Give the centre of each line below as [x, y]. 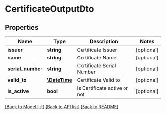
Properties [22, 28]
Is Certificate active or [103, 88]
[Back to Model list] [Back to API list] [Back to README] [62, 107]
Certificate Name [97, 58]
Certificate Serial [96, 66]
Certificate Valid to [98, 80]
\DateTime [60, 80]
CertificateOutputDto [50, 9]
